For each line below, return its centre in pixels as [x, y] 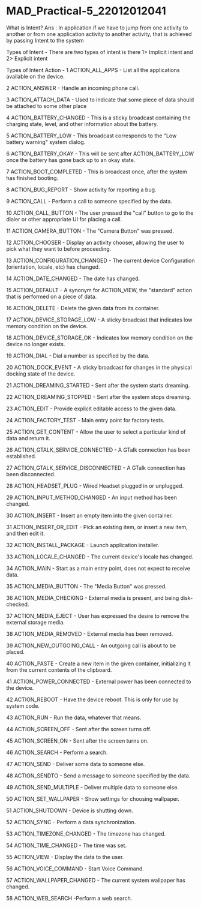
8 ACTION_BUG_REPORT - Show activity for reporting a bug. [81, 190]
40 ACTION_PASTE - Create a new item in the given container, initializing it [98, 663]
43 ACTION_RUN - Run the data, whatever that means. [74, 717]
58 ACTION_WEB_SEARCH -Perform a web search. [69, 898]
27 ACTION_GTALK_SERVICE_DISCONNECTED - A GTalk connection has [96, 468]
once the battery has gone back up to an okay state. [71, 160]
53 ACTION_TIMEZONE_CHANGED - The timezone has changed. [86, 834]
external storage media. [35, 622]
